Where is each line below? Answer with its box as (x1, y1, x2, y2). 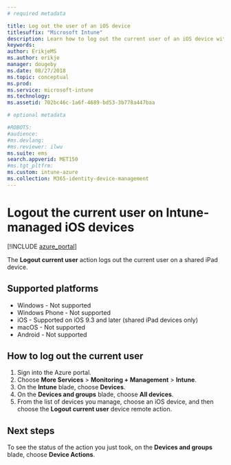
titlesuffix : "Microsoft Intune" (7, 29, 103, 36)
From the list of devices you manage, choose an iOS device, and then (16, 398, 214, 406)
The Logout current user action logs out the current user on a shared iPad (7, 255, 219, 263)
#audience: (7, 130, 38, 138)
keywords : (7, 42, 36, 49)
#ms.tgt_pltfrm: (7, 162, 54, 169)
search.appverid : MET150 (7, 156, 78, 163)
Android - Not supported (16, 330, 87, 338)
